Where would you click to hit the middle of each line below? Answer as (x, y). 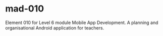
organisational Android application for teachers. (55, 27)
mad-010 (25, 9)
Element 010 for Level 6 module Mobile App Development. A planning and (82, 22)
